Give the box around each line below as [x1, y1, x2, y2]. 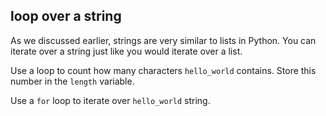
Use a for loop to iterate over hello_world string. [10, 94, 211, 106]
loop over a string [10, 8, 122, 25]
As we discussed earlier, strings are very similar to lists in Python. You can [10, 34, 317, 46]
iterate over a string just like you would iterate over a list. [10, 45, 243, 57]
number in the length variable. [10, 75, 135, 87]
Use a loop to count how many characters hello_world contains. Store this [10, 64, 317, 76]
